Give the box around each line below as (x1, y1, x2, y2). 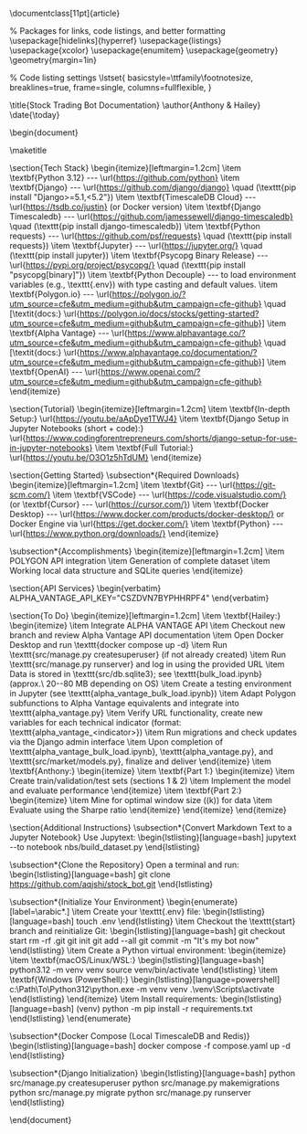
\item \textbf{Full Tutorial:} (94, 442, 195, 453)
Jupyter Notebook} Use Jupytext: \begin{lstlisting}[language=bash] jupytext (9, 832, 297, 843)
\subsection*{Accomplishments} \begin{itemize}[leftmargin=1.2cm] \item (9, 546, 285, 556)
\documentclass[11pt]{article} (9, 8, 121, 18)
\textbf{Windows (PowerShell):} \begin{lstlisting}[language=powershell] (9, 974, 281, 985)
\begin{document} (9, 127, 79, 138)
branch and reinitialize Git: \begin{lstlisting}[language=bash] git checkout (9, 926, 286, 936)
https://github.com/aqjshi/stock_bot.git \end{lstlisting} (9, 879, 214, 889)
